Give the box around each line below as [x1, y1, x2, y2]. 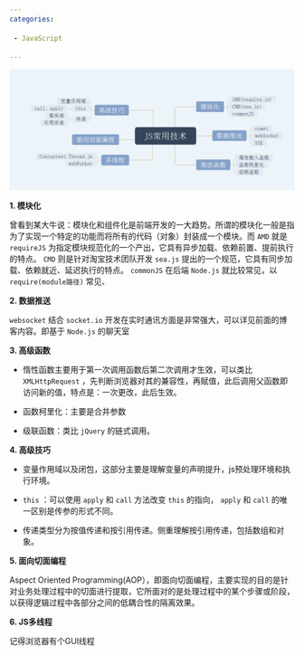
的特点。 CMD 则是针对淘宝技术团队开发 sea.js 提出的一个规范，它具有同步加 [9, 253, 293, 264]
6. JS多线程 [9, 616, 52, 627]
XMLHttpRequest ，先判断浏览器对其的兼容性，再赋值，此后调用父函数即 [22, 375, 288, 386]
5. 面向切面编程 [9, 555, 66, 565]
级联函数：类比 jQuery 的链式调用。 [22, 425, 156, 436]
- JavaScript [13, 33, 63, 43]
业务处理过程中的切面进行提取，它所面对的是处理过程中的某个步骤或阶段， [16, 585, 295, 596]
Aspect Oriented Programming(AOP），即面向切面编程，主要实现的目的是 [9, 574, 281, 585]
